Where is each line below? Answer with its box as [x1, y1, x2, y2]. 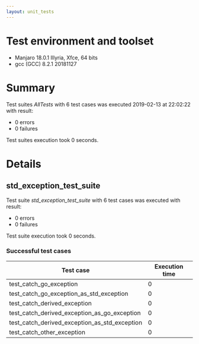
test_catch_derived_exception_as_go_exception [9, 308, 141, 317]
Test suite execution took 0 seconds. [6, 232, 96, 239]
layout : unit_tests [6, 8, 54, 15]
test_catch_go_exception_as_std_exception [9, 289, 129, 298]
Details [6, 157, 41, 171]
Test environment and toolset [6, 34, 154, 48]
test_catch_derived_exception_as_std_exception [9, 318, 143, 327]
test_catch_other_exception [9, 328, 86, 336]
